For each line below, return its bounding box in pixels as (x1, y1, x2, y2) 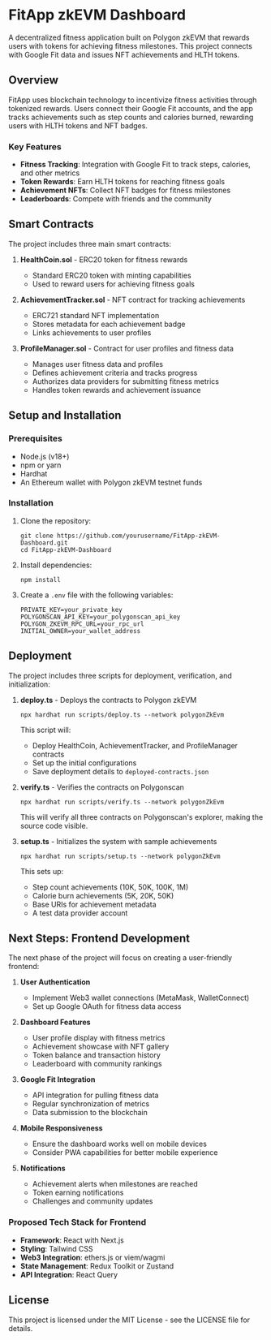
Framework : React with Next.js (19, 1235, 124, 1245)
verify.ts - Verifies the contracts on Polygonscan (19, 782, 185, 792)
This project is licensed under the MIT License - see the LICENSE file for (8, 1315, 250, 1325)
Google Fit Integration (19, 1075, 96, 1084)
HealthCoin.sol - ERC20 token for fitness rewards (19, 254, 188, 265)
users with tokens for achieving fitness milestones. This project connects (8, 41, 253, 50)
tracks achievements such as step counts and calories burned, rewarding (8, 112, 254, 122)
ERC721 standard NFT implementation (32, 310, 160, 320)
